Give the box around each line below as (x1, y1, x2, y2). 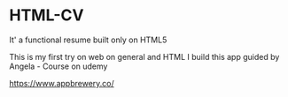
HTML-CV (9, 5, 84, 26)
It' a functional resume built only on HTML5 (9, 34, 167, 45)
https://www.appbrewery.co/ (9, 78, 114, 88)
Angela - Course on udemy (9, 61, 108, 71)
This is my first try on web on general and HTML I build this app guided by (9, 51, 280, 62)
